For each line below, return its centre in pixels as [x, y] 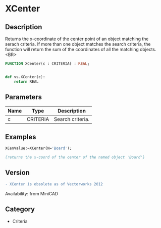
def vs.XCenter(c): [25, 77]
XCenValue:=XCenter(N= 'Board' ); [38, 148]
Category [20, 209]
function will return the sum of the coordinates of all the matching [72, 49]
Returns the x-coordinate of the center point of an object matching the [77, 39]
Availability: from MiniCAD [32, 193]
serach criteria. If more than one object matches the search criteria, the [78, 44]
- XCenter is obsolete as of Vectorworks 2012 [54, 184]
